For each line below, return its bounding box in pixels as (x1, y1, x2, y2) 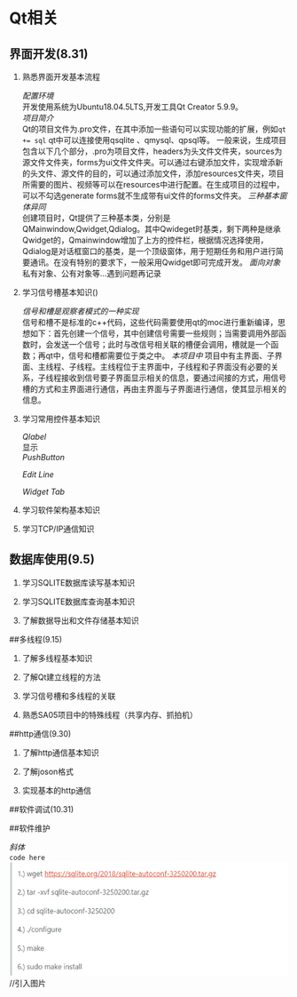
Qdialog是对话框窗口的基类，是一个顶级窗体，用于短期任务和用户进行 (21, 246, 277, 256)
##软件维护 (9, 823, 51, 833)
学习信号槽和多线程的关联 (21, 690, 116, 701)
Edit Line (21, 469, 55, 480)
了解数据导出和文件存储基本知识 (21, 615, 139, 626)
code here (9, 853, 46, 862)
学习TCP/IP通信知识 (21, 523, 95, 534)
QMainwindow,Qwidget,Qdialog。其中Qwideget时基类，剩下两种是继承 (21, 224, 281, 234)
